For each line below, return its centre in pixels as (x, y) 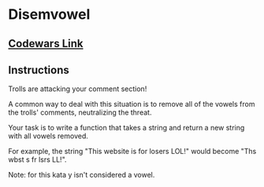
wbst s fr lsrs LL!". (37, 159)
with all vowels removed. (48, 136)
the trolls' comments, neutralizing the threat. (80, 112)
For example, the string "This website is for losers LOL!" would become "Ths (132, 152)
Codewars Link (46, 44)
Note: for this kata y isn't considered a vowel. (82, 175)
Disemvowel (49, 15)
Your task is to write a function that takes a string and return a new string (126, 128)
